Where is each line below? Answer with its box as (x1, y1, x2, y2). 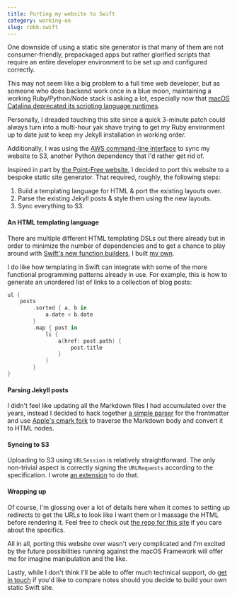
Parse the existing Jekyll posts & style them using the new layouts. (17, 194, 212, 203)
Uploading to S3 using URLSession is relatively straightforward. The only (7, 456, 216, 465)
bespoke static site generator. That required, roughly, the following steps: (7, 173, 221, 181)
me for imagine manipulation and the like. (7, 554, 128, 563)
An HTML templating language (7, 217, 99, 227)
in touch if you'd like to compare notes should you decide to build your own (7, 575, 227, 584)
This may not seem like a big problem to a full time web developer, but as (7, 79, 221, 88)
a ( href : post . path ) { (57, 337, 122, 344)
